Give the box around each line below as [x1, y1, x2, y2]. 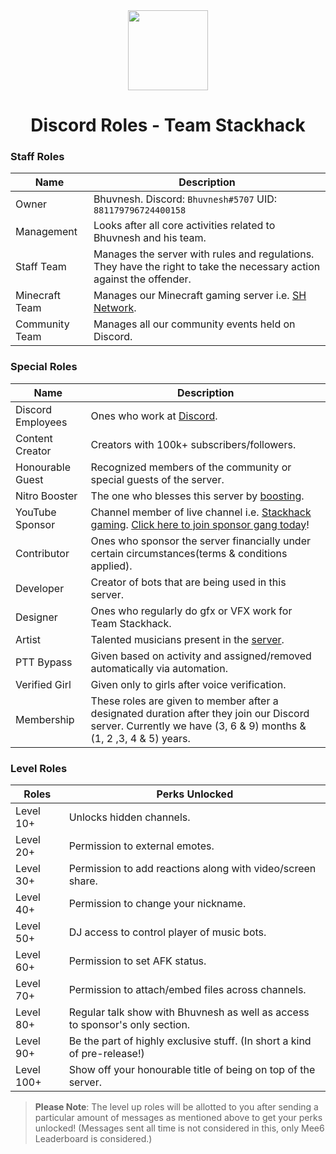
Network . [93, 301, 137, 315]
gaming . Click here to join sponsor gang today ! [90, 517, 310, 531]
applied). [90, 559, 133, 573]
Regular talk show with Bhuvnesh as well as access [68, 1005, 310, 1019]
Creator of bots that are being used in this [90, 575, 287, 589]
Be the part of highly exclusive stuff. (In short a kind [68, 1034, 312, 1048]
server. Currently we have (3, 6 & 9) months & [90, 719, 307, 733]
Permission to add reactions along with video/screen [68, 862, 317, 876]
